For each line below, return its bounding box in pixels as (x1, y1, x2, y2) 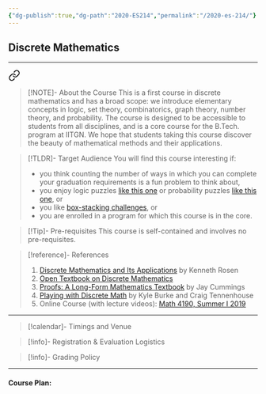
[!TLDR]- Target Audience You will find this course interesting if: (27, 153, 237, 163)
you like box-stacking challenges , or (39, 203, 158, 212)
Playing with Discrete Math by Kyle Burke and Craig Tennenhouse (39, 290, 254, 301)
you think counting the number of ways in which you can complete (39, 169, 257, 179)
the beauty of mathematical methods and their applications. (27, 138, 223, 148)
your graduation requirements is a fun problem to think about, (39, 177, 241, 187)
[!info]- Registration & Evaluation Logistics (27, 337, 165, 347)
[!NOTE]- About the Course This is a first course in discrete (27, 88, 222, 97)
